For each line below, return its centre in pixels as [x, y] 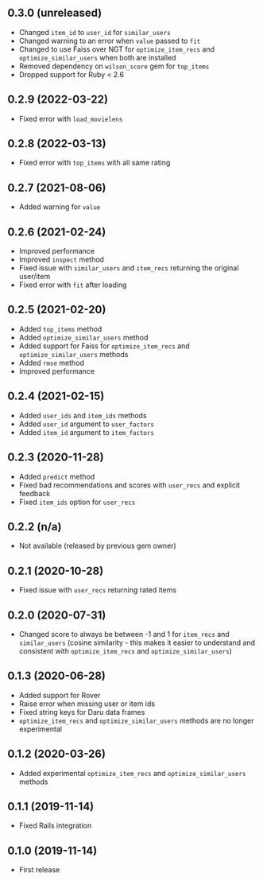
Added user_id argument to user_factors [87, 424]
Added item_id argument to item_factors [87, 432]
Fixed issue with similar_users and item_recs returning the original [129, 268]
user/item [35, 277]
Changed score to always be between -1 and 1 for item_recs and [124, 634]
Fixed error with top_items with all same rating [95, 163]
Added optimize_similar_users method [83, 337]
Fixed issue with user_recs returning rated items [97, 590]
